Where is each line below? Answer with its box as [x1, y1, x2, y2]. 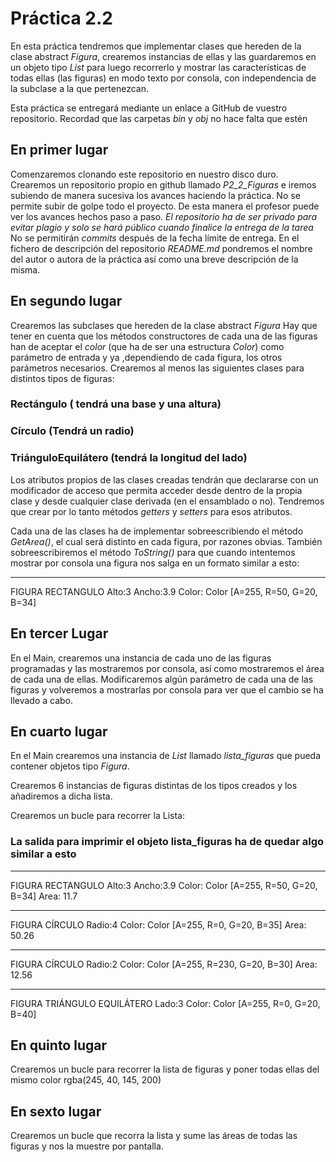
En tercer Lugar [10, 625, 109, 642]
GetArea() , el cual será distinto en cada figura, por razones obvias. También [10, 535, 323, 547]
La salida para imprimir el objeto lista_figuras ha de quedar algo [10, 835, 325, 849]
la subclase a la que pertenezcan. [10, 82, 149, 94]
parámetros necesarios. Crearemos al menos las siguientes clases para [10, 362, 305, 374]
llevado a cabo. [10, 694, 74, 706]
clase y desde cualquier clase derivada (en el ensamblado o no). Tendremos [10, 495, 325, 507]
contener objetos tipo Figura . [10, 760, 130, 772]
